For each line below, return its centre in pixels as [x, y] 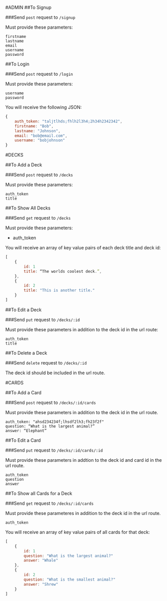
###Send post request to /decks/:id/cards [51, 402]
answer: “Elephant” [26, 431]
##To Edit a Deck [24, 310]
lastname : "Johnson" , [37, 131]
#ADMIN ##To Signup [28, 7]
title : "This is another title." [59, 291]
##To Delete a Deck [26, 353]
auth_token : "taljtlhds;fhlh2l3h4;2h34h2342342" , [69, 121]
